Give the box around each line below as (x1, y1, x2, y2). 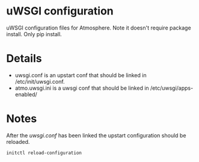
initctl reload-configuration (6, 149, 82, 156)
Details (6, 52, 42, 66)
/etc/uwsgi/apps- (150, 84, 194, 92)
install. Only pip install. (6, 30, 62, 37)
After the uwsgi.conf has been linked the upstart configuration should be (6, 131, 186, 139)
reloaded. (6, 138, 30, 145)
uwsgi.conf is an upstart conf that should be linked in (14, 71, 147, 79)
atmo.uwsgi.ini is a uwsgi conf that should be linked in (14, 84, 149, 92)
